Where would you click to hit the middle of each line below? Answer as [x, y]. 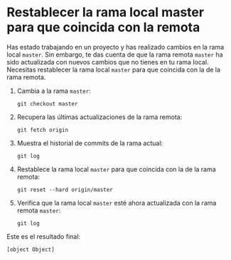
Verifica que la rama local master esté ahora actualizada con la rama [117, 203]
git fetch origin [43, 130]
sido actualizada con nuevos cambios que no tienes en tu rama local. [108, 62]
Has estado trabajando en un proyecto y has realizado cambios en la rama [116, 47]
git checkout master [47, 103]
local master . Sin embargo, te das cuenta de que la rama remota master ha [115, 55]
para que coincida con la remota [103, 27]
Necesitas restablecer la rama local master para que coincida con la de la [114, 69]
